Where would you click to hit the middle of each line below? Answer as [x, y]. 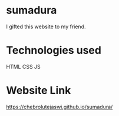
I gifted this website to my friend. [46, 26]
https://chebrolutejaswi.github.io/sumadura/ [59, 107]
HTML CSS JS [24, 67]
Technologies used [54, 50]
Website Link [39, 90]
